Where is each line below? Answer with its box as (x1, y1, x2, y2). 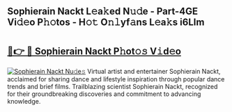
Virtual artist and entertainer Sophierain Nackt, (86, 67, 221, 75)
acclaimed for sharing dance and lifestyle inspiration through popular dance (7, 75, 225, 83)
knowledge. (7, 97, 41, 105)
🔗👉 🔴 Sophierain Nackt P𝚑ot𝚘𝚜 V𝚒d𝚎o (7, 45, 181, 57)
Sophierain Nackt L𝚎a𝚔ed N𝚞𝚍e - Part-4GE (7, 6, 199, 17)
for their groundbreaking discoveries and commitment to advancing (7, 90, 201, 98)
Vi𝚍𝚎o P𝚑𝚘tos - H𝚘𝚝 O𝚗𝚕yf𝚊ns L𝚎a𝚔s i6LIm (7, 17, 205, 29)
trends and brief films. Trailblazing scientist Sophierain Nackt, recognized (7, 83, 218, 90)
